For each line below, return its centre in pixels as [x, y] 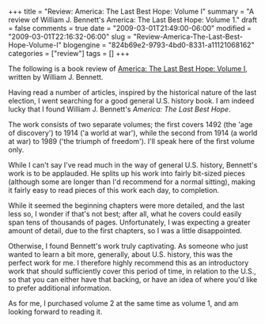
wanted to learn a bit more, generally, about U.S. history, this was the [121, 254]
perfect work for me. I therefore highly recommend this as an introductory [129, 263]
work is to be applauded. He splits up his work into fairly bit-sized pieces [127, 173]
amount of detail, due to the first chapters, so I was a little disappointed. [125, 231]
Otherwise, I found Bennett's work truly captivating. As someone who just [128, 246]
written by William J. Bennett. [56, 77]
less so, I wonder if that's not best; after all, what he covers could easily [125, 214]
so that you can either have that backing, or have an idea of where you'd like [133, 279]
